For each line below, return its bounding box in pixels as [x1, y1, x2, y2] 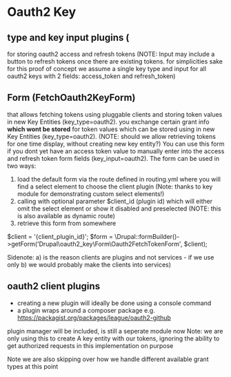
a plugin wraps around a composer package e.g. [17, 306, 155, 314]
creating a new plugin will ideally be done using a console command [17, 298, 212, 307]
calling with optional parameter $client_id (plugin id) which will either [17, 197, 212, 205]
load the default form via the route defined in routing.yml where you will [17, 175, 221, 183]
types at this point [7, 362, 59, 370]
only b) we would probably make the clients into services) [7, 260, 171, 269]
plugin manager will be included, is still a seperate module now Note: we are [7, 327, 223, 335]
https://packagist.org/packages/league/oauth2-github [17, 313, 171, 322]
